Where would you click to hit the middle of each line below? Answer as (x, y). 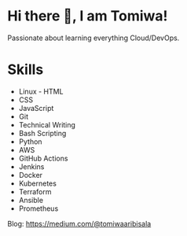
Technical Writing (47, 124)
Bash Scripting (42, 133)
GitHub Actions (43, 158)
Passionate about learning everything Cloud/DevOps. (93, 38)
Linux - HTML (41, 91)
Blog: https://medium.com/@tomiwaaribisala (79, 223)
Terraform (35, 191)
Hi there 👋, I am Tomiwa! (88, 16)
